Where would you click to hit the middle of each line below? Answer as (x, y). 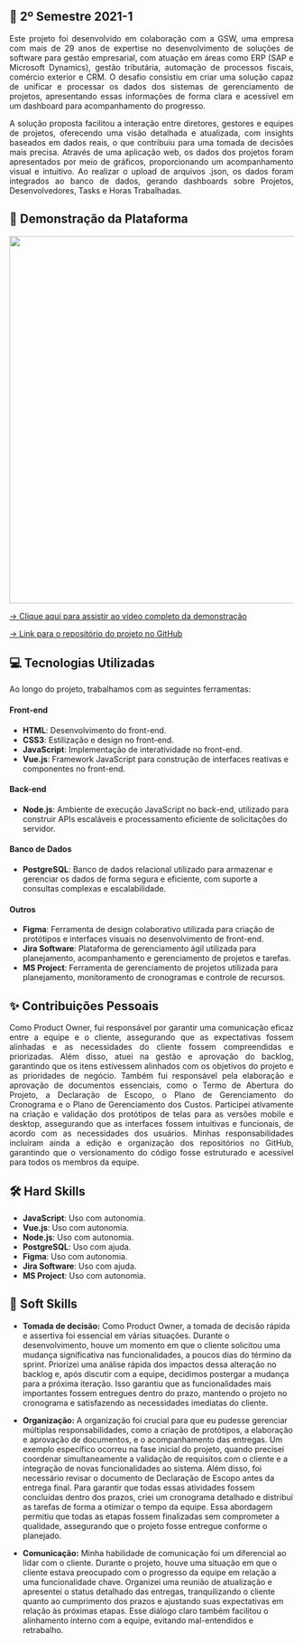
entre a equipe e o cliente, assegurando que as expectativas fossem (151, 1037)
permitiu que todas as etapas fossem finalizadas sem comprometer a (151, 1516)
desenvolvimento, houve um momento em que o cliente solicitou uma (151, 1345)
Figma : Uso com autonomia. (75, 1256)
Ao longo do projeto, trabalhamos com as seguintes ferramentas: (130, 689)
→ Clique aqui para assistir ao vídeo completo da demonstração (129, 616)
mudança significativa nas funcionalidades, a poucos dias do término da (157, 1355)
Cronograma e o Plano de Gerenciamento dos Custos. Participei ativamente (151, 1105)
